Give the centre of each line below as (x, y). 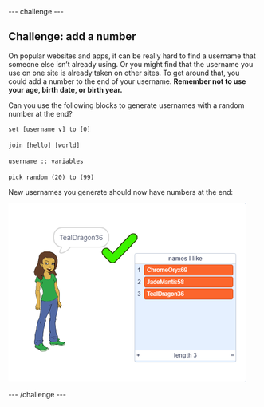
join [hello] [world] (44, 145)
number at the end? (41, 113)
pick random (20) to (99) (51, 177)
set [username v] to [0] (49, 129)
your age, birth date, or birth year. (65, 89)
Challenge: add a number (72, 36)
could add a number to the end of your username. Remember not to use (127, 81)
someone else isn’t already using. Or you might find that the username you (131, 64)
